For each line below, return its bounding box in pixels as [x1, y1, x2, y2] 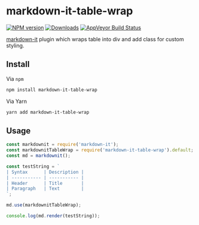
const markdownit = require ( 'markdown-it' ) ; [6, 142, 119, 148]
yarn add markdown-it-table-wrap [6, 109, 90, 115]
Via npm [6, 75, 24, 82]
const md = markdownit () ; [6, 153, 71, 159]
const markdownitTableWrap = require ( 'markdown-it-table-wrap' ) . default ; [6, 147, 194, 153]
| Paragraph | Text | [6, 186, 84, 192]
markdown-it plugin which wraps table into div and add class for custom [6, 35, 184, 42]
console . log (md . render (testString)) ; [6, 213, 100, 219]
